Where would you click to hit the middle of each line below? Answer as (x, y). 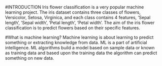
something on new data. (30, 58)
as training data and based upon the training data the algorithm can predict (81, 53)
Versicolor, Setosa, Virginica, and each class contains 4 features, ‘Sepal (78, 17)
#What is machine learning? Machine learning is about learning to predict (79, 37)
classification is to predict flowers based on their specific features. (73, 28)
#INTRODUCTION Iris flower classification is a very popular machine (75, 7)
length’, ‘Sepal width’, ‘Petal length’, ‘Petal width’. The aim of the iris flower (80, 22)
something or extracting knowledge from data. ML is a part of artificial (76, 43)
